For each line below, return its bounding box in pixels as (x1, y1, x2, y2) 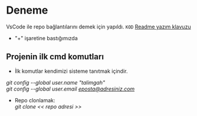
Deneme (6, 4, 48, 17)
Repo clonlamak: (14, 96, 55, 104)
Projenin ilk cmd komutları (6, 51, 104, 62)
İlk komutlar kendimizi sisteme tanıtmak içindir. (14, 67, 128, 75)
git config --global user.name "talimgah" (6, 79, 106, 86)
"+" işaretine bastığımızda (14, 34, 78, 41)
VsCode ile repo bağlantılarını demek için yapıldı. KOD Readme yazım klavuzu (6, 23, 191, 30)
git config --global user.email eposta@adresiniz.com (6, 85, 135, 92)
